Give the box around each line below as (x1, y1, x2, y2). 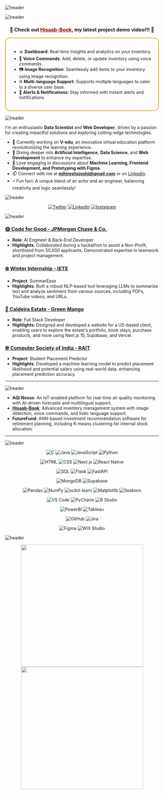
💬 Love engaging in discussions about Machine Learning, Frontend (12, 160, 149, 166)
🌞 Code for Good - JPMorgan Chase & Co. (5, 226, 107, 232)
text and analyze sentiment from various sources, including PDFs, (12, 288, 144, 294)
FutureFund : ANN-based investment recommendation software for (12, 416, 147, 422)
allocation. (12, 426, 33, 432)
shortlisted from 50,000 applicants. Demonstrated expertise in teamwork (12, 247, 159, 253)
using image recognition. (19, 73, 69, 79)
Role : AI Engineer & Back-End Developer (12, 237, 94, 243)
